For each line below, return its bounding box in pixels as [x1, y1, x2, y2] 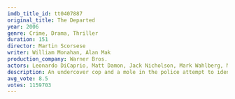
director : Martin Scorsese [7, 43, 86, 49]
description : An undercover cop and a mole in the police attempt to [7, 68, 215, 75]
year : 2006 [7, 23, 39, 30]
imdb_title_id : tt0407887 [7, 10, 83, 17]
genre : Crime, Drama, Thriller [7, 29, 99, 37]
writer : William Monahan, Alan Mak [7, 49, 111, 56]
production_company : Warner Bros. [7, 56, 108, 63]
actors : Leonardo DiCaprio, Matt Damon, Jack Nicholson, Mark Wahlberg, [7, 62, 224, 69]
